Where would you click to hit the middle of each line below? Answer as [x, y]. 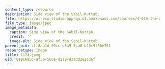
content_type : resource [29, 9]
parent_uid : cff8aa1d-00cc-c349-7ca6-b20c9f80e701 [58, 46]
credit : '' [21, 37]
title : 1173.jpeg [23, 55]
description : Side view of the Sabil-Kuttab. [52, 14]
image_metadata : [22, 28]
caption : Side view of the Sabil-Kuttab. [53, 32]
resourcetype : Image [26, 50]
